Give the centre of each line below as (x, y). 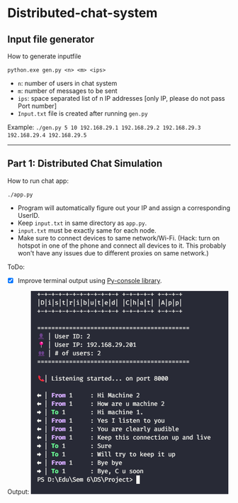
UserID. (29, 215)
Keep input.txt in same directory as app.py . (82, 223)
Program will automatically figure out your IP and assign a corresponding (124, 208)
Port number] (37, 106)
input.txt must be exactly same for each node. (87, 230)
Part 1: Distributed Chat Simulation (85, 164)
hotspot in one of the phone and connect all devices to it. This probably (122, 245)
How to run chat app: (38, 181)
